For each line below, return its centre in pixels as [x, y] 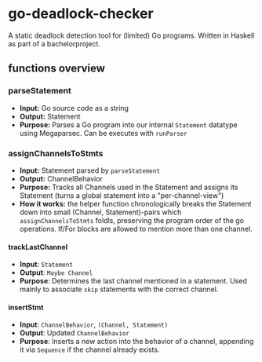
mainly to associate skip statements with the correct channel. [119, 289]
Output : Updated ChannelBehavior [75, 333]
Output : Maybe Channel [56, 272]
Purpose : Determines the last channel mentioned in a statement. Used [133, 281]
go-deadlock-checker [81, 14]
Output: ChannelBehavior [61, 178]
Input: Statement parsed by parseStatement [90, 170]
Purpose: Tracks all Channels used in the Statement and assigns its [129, 187]
